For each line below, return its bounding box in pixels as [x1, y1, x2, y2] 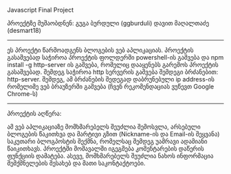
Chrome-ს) [7, 90, 38, 98]
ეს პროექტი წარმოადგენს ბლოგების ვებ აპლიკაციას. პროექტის [7, 46, 194, 54]
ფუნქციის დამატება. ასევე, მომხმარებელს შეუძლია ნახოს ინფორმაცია [7, 152, 214, 160]
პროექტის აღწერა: [7, 110, 62, 117]
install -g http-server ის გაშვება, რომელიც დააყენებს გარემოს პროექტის [7, 61, 219, 69]
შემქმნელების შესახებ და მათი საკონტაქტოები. [7, 159, 146, 167]
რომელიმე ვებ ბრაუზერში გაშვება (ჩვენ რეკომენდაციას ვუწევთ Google [7, 82, 214, 90]
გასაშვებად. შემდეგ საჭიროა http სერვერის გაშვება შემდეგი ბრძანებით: [7, 68, 219, 76]
